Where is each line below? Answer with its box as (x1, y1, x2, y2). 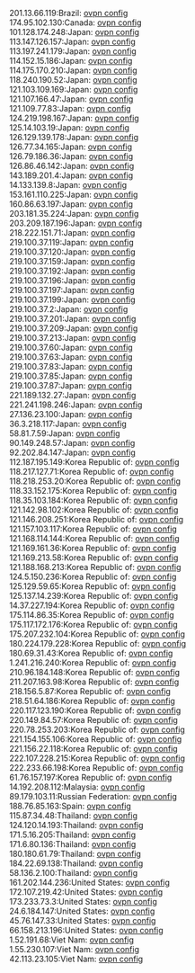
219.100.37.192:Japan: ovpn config (9, 265, 136, 276)
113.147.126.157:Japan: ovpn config (9, 36, 137, 47)
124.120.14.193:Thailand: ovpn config (9, 820, 144, 830)
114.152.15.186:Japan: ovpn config (9, 56, 133, 66)
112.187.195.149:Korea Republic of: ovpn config (9, 457, 180, 467)
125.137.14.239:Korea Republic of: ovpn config (9, 591, 179, 601)
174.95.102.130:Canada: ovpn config (9, 17, 142, 28)
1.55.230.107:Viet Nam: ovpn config (9, 944, 139, 954)
